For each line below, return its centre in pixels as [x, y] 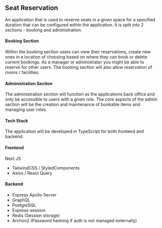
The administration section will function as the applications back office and [80, 94]
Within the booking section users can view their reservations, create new [78, 52]
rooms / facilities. [22, 73]
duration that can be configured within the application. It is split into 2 [74, 25]
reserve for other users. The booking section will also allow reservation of [79, 67]
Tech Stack [16, 121]
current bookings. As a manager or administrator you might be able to [75, 62]
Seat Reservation [32, 8]
